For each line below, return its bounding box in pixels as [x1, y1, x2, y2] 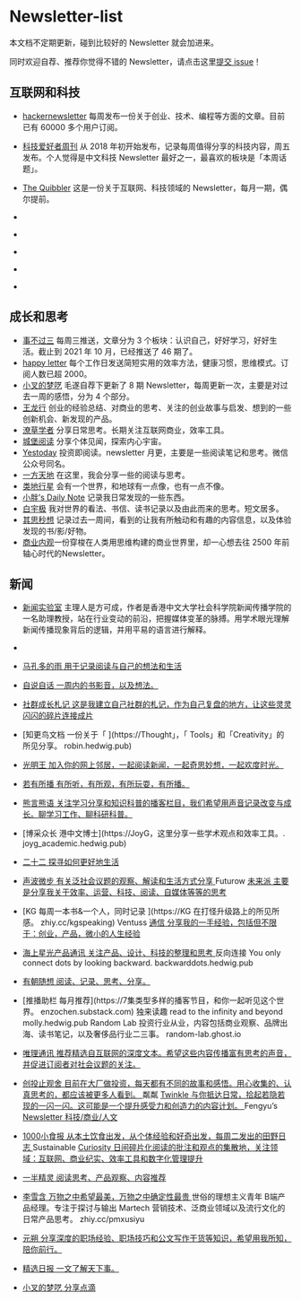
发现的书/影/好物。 [21, 525, 91, 536]
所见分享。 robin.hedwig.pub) [21, 740, 133, 751]
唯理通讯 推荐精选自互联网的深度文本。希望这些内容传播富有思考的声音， [21, 1048, 292, 1059]
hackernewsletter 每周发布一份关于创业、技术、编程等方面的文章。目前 [21, 110, 285, 121]
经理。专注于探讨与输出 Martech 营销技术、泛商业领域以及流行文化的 [30, 1202, 286, 1213]
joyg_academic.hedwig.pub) [21, 838, 127, 849]
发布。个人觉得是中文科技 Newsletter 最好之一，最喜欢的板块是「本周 [21, 152, 279, 162]
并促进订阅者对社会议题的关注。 [21, 1059, 141, 1070]
